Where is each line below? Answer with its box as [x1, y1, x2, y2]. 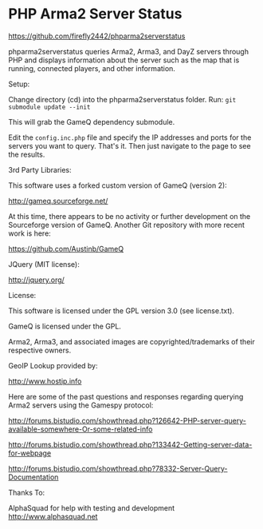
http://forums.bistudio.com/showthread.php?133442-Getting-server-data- [8, 440, 253, 449]
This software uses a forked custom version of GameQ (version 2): [8, 181, 227, 190]
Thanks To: [8, 487, 45, 497]
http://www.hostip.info [8, 376, 82, 386]
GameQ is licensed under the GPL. [8, 321, 122, 331]
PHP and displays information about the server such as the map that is [8, 55, 240, 65]
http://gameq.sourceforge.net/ [8, 196, 108, 205]
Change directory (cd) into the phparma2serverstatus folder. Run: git [8, 94, 237, 104]
